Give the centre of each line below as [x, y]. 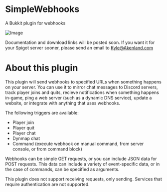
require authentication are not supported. [47, 184]
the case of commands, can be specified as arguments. [62, 169]
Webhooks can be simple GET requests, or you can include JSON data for [81, 158]
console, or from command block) [47, 149]
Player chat [24, 133]
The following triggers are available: [42, 112]
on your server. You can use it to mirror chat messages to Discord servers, [82, 87]
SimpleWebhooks [42, 9]
